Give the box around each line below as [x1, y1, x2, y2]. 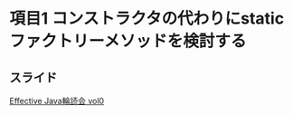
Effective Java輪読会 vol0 [9, 96, 105, 106]
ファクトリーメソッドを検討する [9, 31, 247, 52]
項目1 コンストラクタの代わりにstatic [9, 8, 285, 29]
